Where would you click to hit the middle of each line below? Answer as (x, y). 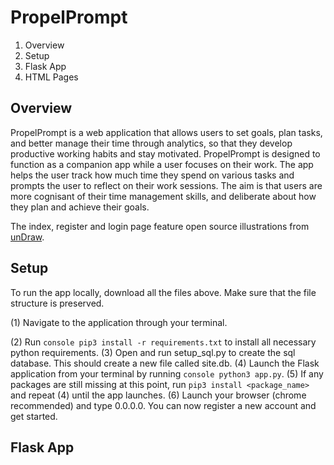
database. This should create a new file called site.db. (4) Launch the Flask (165, 363)
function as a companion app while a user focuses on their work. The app (162, 164)
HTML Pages (51, 77)
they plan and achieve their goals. (80, 207)
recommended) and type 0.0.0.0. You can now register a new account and (163, 405)
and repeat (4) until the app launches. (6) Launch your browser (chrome (158, 395)
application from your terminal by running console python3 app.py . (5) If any (167, 373)
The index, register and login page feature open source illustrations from (160, 226)
